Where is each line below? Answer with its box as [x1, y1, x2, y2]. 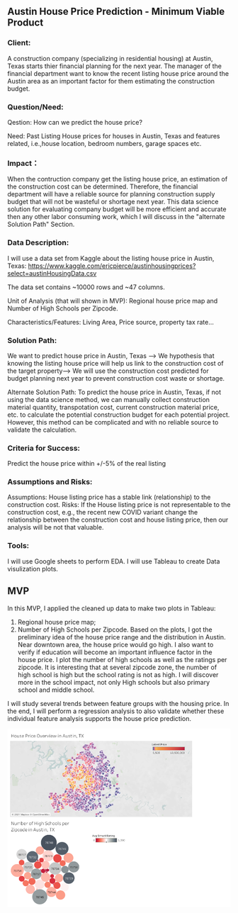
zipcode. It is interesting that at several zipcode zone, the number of [17, 663, 217, 671]
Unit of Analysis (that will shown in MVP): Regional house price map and [7, 296, 218, 305]
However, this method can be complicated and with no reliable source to [7, 418, 219, 426]
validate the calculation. [7, 425, 76, 434]
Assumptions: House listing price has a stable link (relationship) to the [7, 493, 211, 502]
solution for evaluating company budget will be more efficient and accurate [7, 205, 227, 213]
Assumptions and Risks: [7, 477, 93, 487]
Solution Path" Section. [7, 220, 75, 229]
